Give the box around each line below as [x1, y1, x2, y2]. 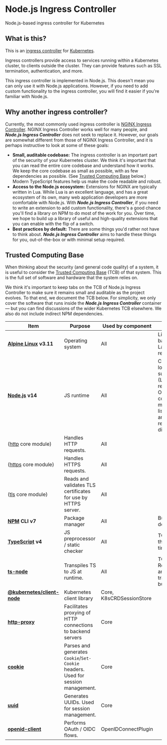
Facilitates [64, 603, 88, 610]
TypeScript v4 [7, 538, 42, 545]
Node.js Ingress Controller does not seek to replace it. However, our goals [5, 131, 159, 137]
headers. [64, 666, 85, 673]
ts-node [7, 568, 28, 575]
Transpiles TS [64, 562, 96, 569]
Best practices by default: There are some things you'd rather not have [12, 226, 160, 232]
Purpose [70, 323, 90, 330]
